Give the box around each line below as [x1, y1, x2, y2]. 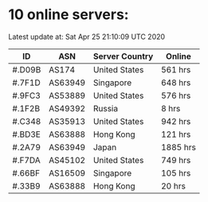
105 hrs [160, 167, 191, 178]
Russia [92, 103, 118, 114]
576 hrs [160, 90, 191, 101]
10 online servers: [8, 6, 129, 24]
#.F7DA [12, 154, 41, 165]
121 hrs [160, 129, 191, 140]
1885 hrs [160, 142, 197, 153]
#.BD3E [12, 129, 41, 140]
